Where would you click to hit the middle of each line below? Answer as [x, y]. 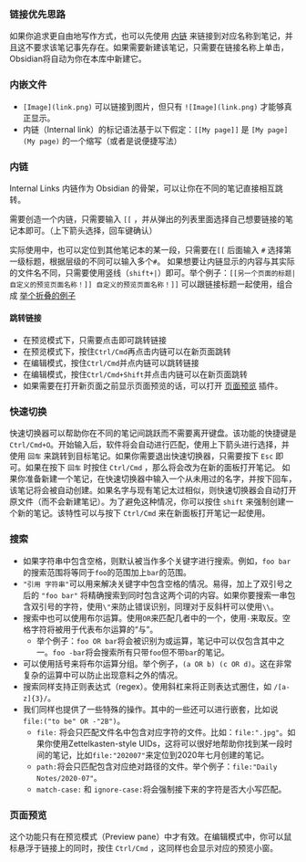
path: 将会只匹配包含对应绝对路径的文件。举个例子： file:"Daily [157, 766]
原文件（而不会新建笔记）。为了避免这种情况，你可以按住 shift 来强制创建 [148, 502]
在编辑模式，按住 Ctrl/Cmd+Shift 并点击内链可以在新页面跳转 [135, 374]
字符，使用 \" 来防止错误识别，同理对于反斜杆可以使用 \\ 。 [171, 606]
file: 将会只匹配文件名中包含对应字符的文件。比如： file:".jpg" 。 [162, 731]
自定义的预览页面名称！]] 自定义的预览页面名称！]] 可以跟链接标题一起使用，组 [147, 284]
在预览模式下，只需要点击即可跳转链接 [94, 341]
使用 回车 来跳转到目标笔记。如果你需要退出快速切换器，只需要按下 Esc [142, 456]
